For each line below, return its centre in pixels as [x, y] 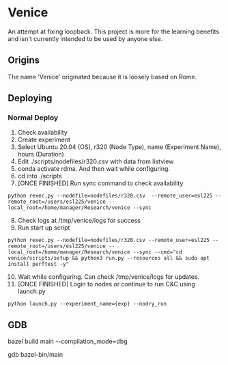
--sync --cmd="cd [158, 252]
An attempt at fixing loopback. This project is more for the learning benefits [114, 31]
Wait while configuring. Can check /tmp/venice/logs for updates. [109, 277]
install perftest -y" [39, 265]
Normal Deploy [33, 118]
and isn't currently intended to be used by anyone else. [85, 38]
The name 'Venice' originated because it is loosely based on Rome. [102, 77]
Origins [24, 60]
